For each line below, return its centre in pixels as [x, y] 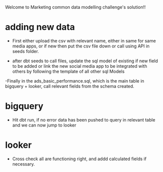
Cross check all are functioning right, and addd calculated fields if [79, 159]
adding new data [40, 27]
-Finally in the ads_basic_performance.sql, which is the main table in [75, 81]
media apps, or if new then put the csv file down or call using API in [81, 46]
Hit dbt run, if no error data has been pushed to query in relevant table [84, 120]
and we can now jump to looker [44, 125]
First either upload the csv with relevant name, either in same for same [84, 41]
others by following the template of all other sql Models [68, 71]
